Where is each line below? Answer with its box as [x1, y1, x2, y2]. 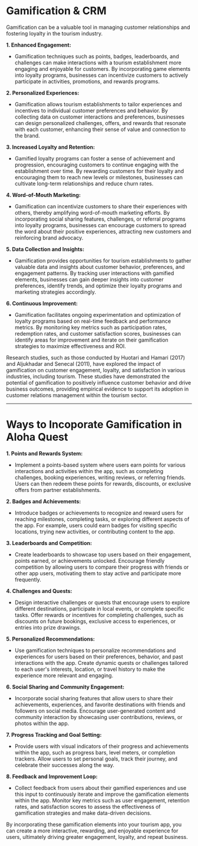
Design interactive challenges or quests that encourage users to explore [14, 599, 190, 606]
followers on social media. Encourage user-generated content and [14, 707, 176, 714]
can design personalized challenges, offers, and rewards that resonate [14, 119, 187, 126]
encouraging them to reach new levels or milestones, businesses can [14, 173, 183, 181]
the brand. [14, 132, 40, 139]
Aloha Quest [6, 431, 68, 444]
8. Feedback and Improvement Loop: [6, 773, 98, 780]
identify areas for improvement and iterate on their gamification [14, 336, 169, 343]
